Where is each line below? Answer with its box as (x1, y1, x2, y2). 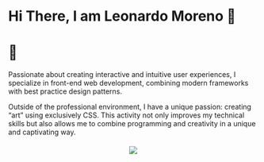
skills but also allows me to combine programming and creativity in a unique (8, 119, 256, 129)
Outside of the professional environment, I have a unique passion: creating (8, 102, 252, 112)
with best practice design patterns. (8, 87, 123, 96)
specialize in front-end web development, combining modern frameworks (8, 79, 249, 88)
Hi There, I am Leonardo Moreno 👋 (8, 7, 236, 25)
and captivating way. (8, 127, 77, 137)
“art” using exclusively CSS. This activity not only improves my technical (8, 110, 245, 120)
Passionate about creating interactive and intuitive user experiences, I (8, 70, 236, 79)
